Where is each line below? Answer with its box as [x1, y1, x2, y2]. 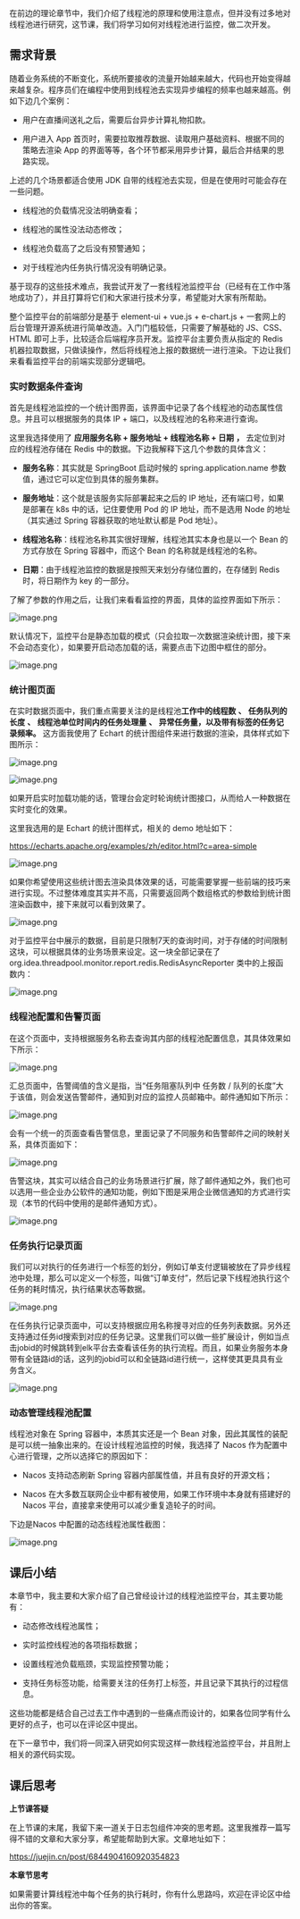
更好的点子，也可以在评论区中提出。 [9, 1719, 143, 1730]
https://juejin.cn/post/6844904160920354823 [9, 1851, 180, 1862]
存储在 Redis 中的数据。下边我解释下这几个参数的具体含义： [47, 443, 270, 454]
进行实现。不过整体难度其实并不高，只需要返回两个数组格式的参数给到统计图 [9, 888, 291, 898]
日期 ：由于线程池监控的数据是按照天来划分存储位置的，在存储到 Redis [21, 564, 280, 575]
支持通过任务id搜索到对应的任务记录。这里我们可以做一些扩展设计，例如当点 [9, 1331, 290, 1342]
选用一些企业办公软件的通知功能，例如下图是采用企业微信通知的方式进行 [16, 1186, 283, 1197]
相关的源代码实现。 [9, 1749, 80, 1760]
